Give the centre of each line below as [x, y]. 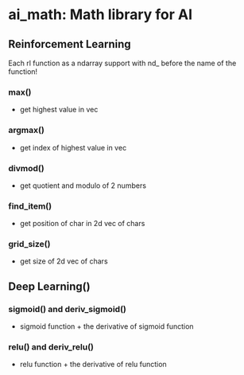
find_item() [30, 206]
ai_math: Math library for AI [101, 15]
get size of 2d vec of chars [64, 261]
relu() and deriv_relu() [51, 347]
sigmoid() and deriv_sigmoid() [68, 309]
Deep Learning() [49, 286]
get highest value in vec [59, 110]
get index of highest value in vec [73, 147]
